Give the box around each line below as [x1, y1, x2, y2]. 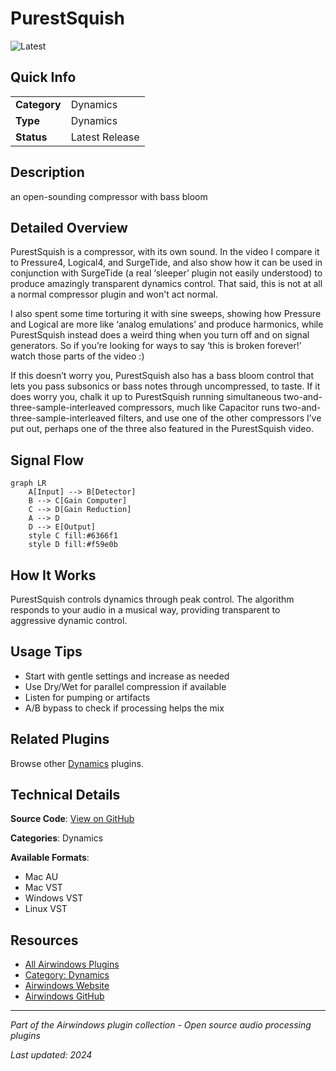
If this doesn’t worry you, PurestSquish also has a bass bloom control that [10, 370, 314, 382]
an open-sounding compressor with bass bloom [10, 190, 208, 202]
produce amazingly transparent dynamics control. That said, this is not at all [10, 278, 323, 290]
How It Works [10, 567, 97, 584]
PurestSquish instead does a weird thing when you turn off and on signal [10, 329, 310, 341]
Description [10, 164, 85, 181]
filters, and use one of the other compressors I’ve [118, 412, 322, 424]
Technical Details [10, 787, 121, 804]
